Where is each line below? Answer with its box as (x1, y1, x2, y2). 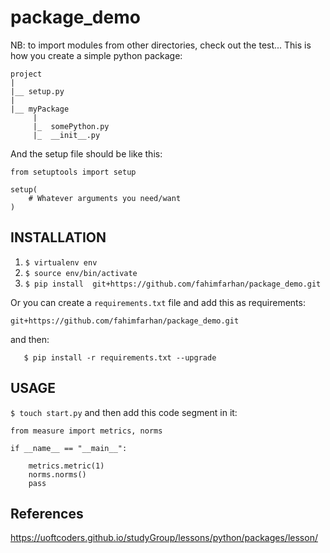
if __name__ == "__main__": (10, 443, 128, 453)
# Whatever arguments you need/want (28, 193, 182, 203)
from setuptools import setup (10, 167, 137, 177)
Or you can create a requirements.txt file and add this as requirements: (10, 296, 306, 308)
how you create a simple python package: (10, 49, 183, 61)
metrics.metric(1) (28, 461, 105, 471)
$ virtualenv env (24, 257, 98, 268)
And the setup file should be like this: (10, 147, 163, 160)
